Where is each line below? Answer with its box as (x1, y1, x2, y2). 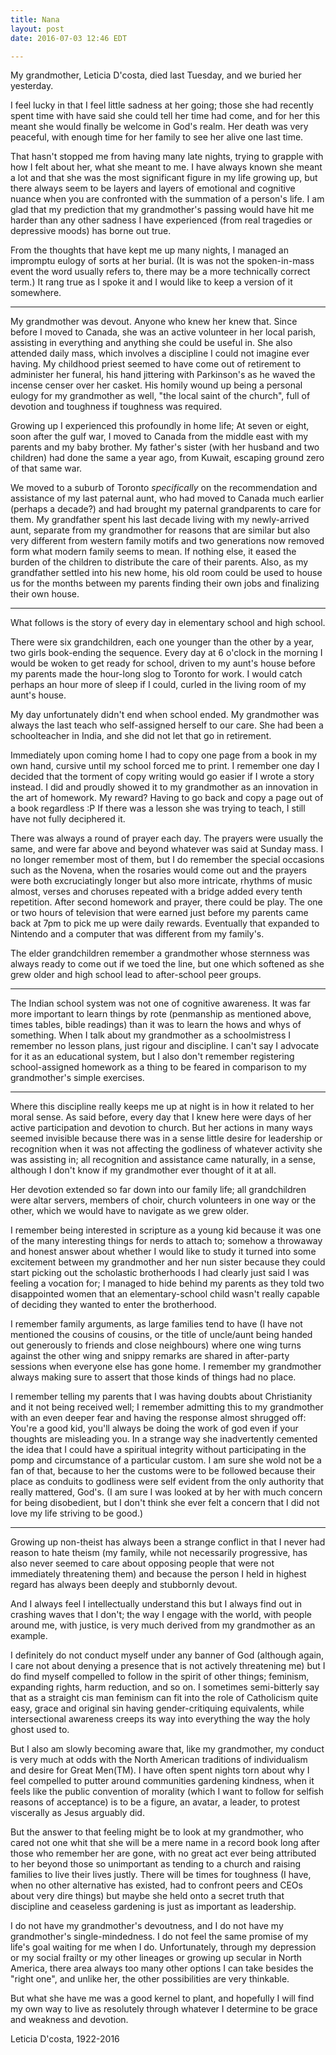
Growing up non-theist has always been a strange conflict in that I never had (10, 1536, 326, 1548)
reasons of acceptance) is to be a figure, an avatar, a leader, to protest (10, 1796, 301, 1808)
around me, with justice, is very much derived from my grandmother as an (10, 1619, 316, 1631)
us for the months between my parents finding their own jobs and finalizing (10, 577, 320, 590)
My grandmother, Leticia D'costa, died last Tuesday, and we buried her (10, 69, 302, 81)
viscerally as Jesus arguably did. (10, 1807, 145, 1819)
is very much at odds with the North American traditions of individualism (10, 1754, 308, 1766)
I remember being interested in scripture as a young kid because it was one (10, 1224, 322, 1236)
